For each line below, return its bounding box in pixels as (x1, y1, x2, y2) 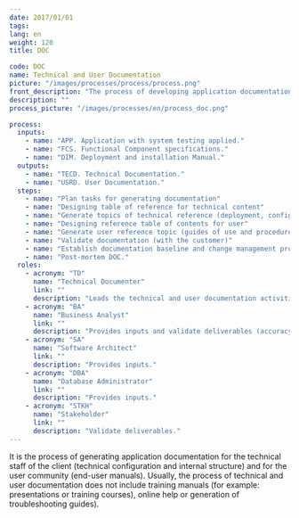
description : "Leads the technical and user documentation (32, 293, 256, 303)
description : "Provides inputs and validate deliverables (32, 327, 253, 336)
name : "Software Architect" (32, 344, 138, 353)
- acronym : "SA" (25, 335, 86, 344)
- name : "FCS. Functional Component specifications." (25, 144, 229, 154)
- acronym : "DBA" (25, 368, 90, 377)
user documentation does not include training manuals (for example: (9, 479, 260, 490)
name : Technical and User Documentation (9, 70, 162, 80)
